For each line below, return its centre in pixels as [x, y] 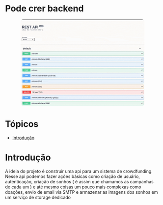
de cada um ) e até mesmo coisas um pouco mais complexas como [73, 187]
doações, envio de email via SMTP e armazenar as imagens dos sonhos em [81, 192]
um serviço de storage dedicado [38, 197]
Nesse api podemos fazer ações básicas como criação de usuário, [72, 176]
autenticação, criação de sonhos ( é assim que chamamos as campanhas [79, 181]
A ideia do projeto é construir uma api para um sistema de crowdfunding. [79, 171]
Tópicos [22, 124]
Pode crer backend [44, 9]
